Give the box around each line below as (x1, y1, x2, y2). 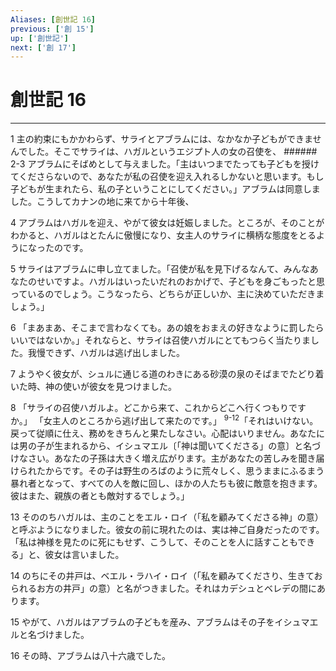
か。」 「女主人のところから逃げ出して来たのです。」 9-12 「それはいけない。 (10, 413, 319, 426)
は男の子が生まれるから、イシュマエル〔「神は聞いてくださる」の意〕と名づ (10, 439, 322, 451)
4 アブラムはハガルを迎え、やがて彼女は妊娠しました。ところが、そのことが (10, 217, 325, 229)
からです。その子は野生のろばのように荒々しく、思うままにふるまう (44, 464, 325, 476)
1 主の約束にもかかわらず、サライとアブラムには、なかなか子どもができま (10, 133, 313, 145)
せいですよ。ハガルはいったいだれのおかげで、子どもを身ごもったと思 (36, 276, 326, 288)
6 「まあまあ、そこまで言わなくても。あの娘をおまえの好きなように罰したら (10, 322, 325, 334)
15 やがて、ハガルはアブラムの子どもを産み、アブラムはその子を (10, 616, 275, 628)
